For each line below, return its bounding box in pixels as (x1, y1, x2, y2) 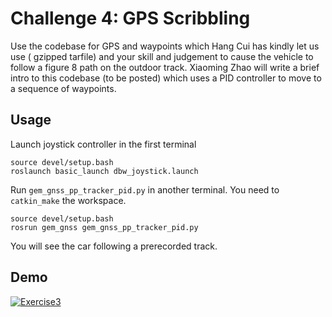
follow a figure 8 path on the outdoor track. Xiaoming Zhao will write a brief (10, 61, 320, 73)
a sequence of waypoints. (10, 82, 117, 94)
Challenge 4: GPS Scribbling (10, 7, 251, 30)
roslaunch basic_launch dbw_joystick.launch (10, 166, 199, 176)
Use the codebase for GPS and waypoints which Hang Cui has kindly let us (10, 40, 320, 52)
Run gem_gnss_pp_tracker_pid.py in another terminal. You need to (10, 183, 280, 196)
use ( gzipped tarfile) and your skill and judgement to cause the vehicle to (10, 50, 314, 62)
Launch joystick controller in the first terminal (10, 138, 197, 150)
